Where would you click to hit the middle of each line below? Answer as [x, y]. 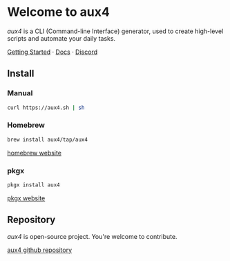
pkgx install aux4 [33, 185]
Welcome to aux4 [59, 12]
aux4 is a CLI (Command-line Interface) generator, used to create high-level [115, 31]
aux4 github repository [40, 250]
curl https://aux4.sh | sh [46, 108]
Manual [20, 93]
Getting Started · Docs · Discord [52, 52]
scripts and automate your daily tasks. [61, 38]
